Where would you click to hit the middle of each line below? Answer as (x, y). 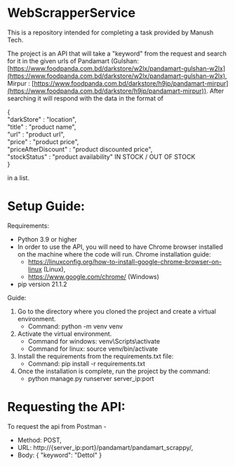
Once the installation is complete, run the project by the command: (114, 371)
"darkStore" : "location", (42, 119)
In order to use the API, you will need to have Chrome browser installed (120, 247)
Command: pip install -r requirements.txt (87, 363)
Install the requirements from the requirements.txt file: (95, 356)
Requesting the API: (67, 407)
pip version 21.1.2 (42, 284)
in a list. (19, 178)
